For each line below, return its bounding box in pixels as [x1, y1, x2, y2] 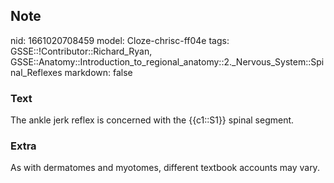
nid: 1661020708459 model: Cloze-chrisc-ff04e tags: [10, 34, 230, 46]
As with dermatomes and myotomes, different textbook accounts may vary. [10, 162, 320, 174]
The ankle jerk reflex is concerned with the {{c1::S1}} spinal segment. [10, 114, 295, 126]
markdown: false [64, 66, 133, 78]
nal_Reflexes [10, 66, 63, 78]
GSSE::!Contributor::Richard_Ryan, [10, 45, 153, 57]
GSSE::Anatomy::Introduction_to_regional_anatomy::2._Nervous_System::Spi [10, 55, 325, 68]
